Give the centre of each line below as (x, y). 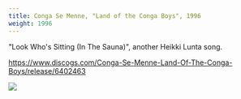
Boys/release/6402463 (47, 71)
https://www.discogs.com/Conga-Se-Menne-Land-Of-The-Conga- (120, 62)
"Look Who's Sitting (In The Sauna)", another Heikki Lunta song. (116, 46)
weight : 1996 (30, 24)
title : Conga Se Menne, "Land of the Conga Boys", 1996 (105, 16)
